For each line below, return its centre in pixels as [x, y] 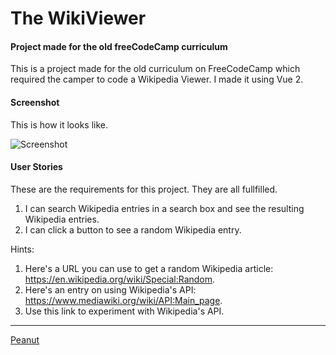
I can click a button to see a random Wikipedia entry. [133, 229]
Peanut [25, 339]
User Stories [36, 167]
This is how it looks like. [59, 124]
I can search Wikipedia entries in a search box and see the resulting [164, 208]
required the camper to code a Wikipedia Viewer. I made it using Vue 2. [157, 79]
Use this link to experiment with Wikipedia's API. [124, 311]
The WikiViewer [78, 18]
